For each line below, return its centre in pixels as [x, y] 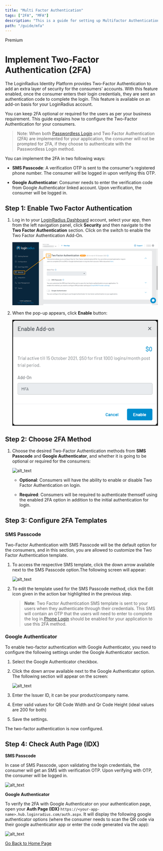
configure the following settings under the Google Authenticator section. [77, 652]
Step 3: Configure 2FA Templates [56, 520]
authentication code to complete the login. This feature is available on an [78, 99]
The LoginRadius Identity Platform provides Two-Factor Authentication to [78, 84]
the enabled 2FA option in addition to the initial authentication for [84, 500]
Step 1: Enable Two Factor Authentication [69, 208]
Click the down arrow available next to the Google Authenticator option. [83, 671]
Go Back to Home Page [28, 843]
